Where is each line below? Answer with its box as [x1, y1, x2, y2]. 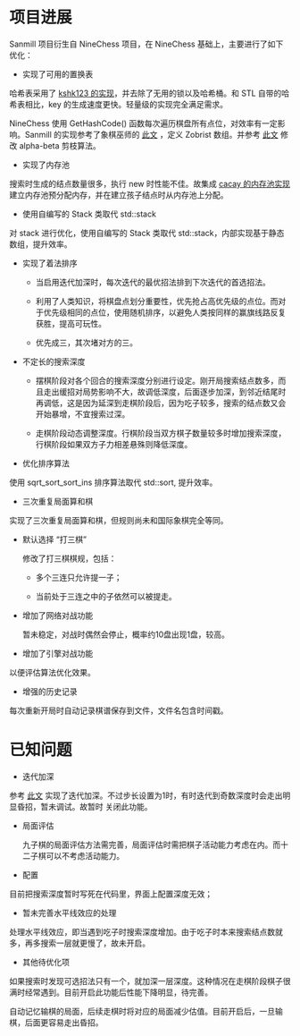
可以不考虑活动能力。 [46, 850, 125, 861]
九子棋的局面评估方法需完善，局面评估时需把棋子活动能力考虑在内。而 [21, 839, 281, 850]
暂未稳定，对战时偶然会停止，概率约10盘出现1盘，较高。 [21, 629, 230, 640]
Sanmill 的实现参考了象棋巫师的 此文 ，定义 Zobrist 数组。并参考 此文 [24, 129, 279, 140]
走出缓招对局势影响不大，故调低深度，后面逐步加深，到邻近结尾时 [43, 386, 287, 397]
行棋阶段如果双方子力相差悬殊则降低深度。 [35, 438, 193, 449]
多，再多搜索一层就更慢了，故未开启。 [9, 938, 150, 948]
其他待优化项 [21, 956, 70, 967]
